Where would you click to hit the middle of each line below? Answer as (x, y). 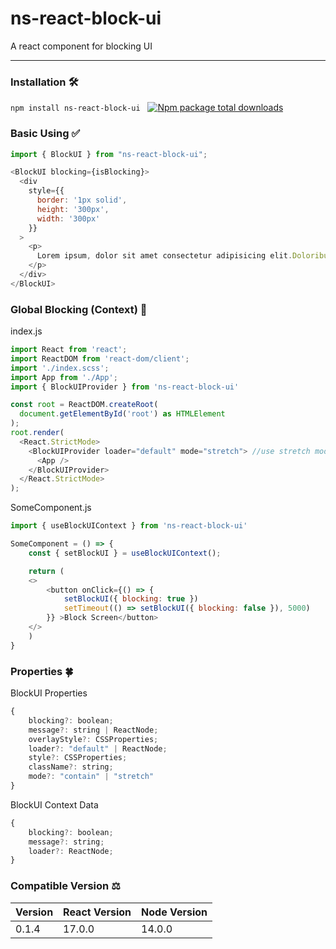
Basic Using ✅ (45, 134)
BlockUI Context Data (54, 804)
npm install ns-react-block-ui (75, 108)
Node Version (174, 912)
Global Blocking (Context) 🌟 (79, 309)
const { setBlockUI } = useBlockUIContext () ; (125, 553)
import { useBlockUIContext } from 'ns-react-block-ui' (129, 526)
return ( (46, 571)
